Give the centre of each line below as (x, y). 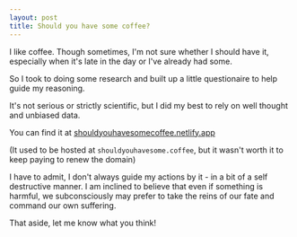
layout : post (34, 18)
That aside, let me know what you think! (83, 223)
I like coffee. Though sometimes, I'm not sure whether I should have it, (139, 51)
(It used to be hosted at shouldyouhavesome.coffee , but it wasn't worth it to (147, 150)
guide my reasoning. (47, 88)
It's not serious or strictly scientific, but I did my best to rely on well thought (149, 105)
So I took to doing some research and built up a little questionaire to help (144, 78)
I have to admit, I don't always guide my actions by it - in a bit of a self (139, 177)
